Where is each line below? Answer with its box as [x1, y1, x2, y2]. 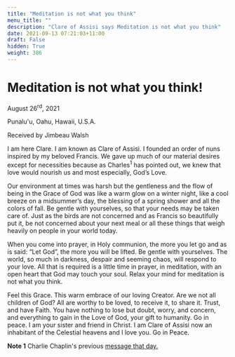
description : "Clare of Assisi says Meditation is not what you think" [7, 23, 221, 30]
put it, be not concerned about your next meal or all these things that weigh [7, 219, 225, 228]
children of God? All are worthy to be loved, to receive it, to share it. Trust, [7, 299, 221, 307]
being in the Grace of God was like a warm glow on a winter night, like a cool [7, 189, 229, 198]
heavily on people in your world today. [7, 227, 118, 235]
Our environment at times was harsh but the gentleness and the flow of [7, 182, 213, 190]
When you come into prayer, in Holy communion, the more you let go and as [7, 240, 227, 249]
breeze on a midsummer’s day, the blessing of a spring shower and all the [7, 197, 220, 206]
